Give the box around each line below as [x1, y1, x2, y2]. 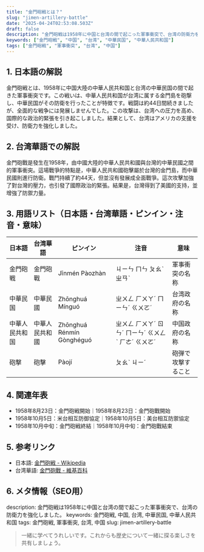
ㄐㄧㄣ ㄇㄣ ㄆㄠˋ [115, 265, 164, 273]
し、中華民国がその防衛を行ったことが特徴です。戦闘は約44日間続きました [6, 99, 194, 106]
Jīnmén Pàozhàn [58, 269, 106, 278]
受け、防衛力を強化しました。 [6, 122, 81, 129]
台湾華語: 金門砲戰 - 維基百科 [15, 466, 88, 474]
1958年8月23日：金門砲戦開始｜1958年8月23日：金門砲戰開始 [15, 407, 171, 415]
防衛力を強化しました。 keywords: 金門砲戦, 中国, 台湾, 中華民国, [6, 511, 168, 518]
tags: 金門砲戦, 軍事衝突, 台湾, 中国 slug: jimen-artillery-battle [18, 519, 172, 526]
